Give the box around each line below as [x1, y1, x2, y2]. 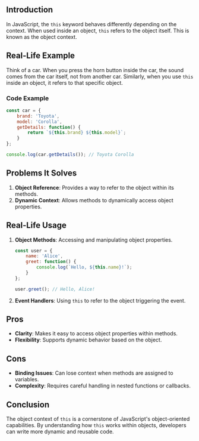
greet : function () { [26, 259, 77, 265]
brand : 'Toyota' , [17, 113, 60, 119]
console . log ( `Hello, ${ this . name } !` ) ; [36, 264, 132, 270]
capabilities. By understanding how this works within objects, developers [6, 422, 187, 429]
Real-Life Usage [6, 220, 67, 230]
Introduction [6, 5, 53, 15]
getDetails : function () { [17, 124, 81, 130]
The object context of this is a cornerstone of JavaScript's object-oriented [6, 415, 190, 423]
